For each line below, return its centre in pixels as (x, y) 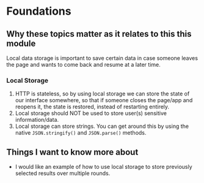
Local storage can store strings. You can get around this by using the (102, 126)
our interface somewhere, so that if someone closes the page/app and (104, 100)
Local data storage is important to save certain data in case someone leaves (102, 58)
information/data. (37, 120)
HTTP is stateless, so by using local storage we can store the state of (102, 94)
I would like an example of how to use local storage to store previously (104, 167)
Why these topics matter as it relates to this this (99, 34)
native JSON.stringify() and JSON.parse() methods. (81, 133)
